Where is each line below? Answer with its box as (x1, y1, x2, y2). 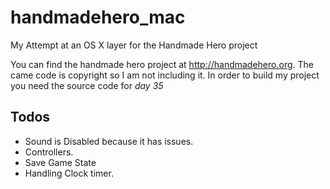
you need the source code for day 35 (10, 79, 164, 91)
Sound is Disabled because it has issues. (24, 135, 194, 147)
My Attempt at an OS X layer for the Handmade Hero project (10, 39, 258, 51)
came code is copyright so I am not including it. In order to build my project (10, 69, 320, 81)
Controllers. (24, 146, 74, 158)
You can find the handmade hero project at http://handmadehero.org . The (10, 58, 314, 70)
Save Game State (24, 156, 97, 168)
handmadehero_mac (10, 6, 186, 29)
